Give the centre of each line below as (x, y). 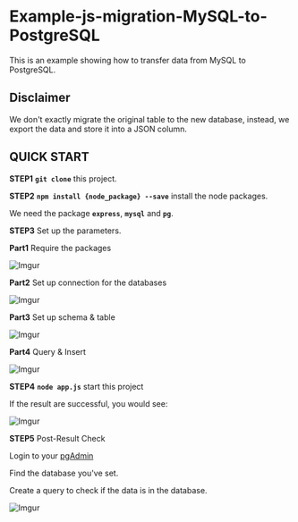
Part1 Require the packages (60, 248)
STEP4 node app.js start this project (77, 386)
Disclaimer (40, 98)
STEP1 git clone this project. (64, 178)
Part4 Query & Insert (48, 351)
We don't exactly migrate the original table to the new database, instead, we (149, 119)
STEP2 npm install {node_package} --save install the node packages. (139, 196)
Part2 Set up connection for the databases (88, 282)
